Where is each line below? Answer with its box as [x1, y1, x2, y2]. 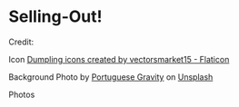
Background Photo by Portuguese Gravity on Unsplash [8, 71, 214, 83]
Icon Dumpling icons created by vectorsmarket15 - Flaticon [8, 53, 230, 64]
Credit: [8, 36, 35, 47]
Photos [8, 89, 35, 100]
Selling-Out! [8, 6, 103, 27]
